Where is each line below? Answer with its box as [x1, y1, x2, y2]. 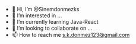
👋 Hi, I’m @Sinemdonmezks [11, 6, 80, 12]
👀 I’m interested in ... [11, 12, 62, 19]
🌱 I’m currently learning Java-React [11, 18, 99, 25]
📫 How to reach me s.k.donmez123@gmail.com [11, 32, 130, 38]
